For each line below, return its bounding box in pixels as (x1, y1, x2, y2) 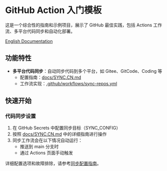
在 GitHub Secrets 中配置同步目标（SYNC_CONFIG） (12, 125, 121, 131)
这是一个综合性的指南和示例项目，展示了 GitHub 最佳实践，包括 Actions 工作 (5, 22, 163, 28)
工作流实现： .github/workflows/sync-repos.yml (19, 80, 117, 86)
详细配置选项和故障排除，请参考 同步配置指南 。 (5, 161, 101, 167)
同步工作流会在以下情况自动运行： (12, 138, 83, 144)
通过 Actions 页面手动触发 (19, 150, 73, 156)
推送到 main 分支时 (19, 144, 59, 150)
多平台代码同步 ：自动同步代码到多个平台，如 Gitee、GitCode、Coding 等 (12, 68, 163, 74)
